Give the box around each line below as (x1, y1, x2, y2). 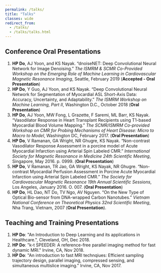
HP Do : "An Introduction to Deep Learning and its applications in (12, 231, 141, 238)
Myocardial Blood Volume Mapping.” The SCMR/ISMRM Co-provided (12, 122, 150, 128)
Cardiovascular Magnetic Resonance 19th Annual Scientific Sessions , (12, 179, 152, 185)
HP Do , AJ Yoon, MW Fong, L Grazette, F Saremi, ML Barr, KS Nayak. (12, 112, 150, 118)
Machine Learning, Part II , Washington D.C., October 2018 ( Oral (12, 101, 140, 107)
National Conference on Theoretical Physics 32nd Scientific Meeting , (12, 199, 151, 205)
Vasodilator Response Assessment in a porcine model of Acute (12, 143, 138, 148)
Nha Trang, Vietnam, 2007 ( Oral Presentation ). (12, 205, 107, 210)
